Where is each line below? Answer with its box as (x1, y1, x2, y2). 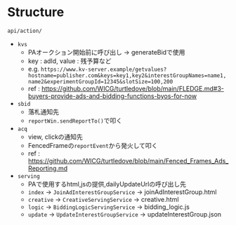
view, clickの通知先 (27, 132, 83, 141)
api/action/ (7, 27, 42, 34)
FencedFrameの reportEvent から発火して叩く (27, 141, 158, 149)
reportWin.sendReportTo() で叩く (27, 116, 123, 125)
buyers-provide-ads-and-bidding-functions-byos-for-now (27, 92, 197, 100)
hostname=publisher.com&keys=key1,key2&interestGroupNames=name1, (27, 71, 227, 79)
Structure (7, 4, 65, 20)
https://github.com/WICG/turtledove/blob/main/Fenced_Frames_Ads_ (27, 156, 229, 165)
